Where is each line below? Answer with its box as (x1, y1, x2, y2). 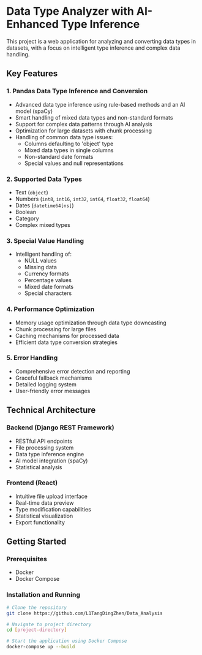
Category (15, 215, 39, 222)
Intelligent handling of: (15, 250, 72, 258)
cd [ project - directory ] (6, 627, 67, 633)
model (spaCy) (15, 107, 53, 115)
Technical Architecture (6, 405, 96, 415)
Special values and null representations (24, 159, 124, 167)
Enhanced (6, 17, 59, 31)
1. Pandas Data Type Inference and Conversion (6, 87, 148, 96)
